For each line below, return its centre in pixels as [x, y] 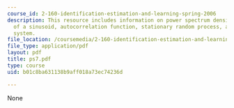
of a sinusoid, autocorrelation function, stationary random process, [118, 26]
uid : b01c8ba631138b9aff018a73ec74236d [65, 72]
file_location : [29, 40]
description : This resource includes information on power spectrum [109, 20]
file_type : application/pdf [48, 46]
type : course [26, 65]
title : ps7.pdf [29, 59]
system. [25, 33]
